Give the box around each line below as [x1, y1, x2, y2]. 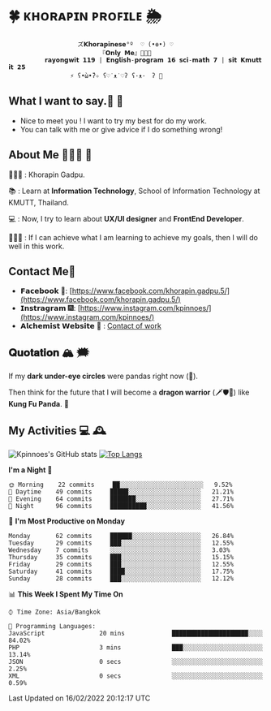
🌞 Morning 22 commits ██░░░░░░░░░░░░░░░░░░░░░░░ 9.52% [8, 480, 233, 489]
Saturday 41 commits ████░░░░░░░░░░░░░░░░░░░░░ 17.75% [8, 567, 234, 575]
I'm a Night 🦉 [8, 465, 53, 475]
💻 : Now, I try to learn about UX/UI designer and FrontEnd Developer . [8, 213, 245, 223]
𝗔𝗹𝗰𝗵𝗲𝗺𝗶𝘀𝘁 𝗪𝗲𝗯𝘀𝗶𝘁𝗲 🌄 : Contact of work [19, 321, 162, 331]
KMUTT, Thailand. [8, 197, 69, 207]
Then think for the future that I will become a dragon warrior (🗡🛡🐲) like [8, 387, 250, 398]
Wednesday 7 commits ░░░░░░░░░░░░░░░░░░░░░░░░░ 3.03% [8, 546, 230, 554]
